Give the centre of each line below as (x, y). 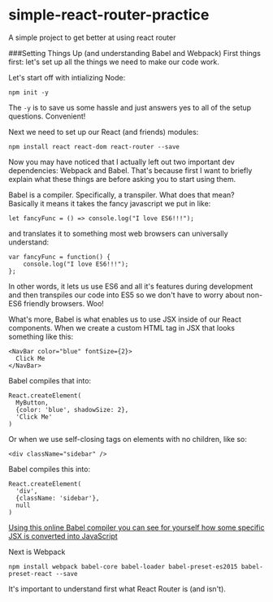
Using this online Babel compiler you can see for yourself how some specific (136, 527)
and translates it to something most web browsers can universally (119, 233)
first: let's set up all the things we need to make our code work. (114, 62)
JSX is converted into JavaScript (63, 536)
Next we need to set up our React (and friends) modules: (104, 132)
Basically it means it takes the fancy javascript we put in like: (110, 203)
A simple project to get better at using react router (92, 37)
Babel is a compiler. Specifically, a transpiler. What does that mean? (121, 195)
